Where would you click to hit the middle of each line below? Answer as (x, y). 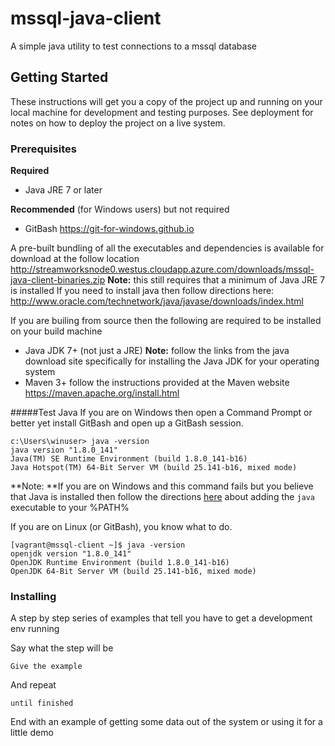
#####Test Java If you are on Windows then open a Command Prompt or (161, 413)
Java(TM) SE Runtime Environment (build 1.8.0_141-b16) (129, 459)
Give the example (46, 667)
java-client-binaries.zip (58, 280)
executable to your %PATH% (70, 508)
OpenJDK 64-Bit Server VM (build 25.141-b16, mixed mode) (133, 572)
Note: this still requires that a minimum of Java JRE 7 (216, 280)
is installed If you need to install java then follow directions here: (142, 291)
